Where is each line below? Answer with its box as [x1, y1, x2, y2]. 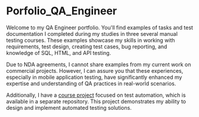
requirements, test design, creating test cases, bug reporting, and [6, 43, 167, 50]
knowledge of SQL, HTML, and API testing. [6, 49, 111, 56]
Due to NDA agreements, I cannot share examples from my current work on [6, 61, 192, 68]
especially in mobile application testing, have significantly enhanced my [6, 73, 182, 81]
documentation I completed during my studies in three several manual [6, 30, 178, 37]
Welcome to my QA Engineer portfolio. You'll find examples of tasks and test [6, 24, 194, 31]
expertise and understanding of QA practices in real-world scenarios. [6, 79, 176, 87]
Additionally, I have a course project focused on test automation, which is [6, 91, 186, 98]
